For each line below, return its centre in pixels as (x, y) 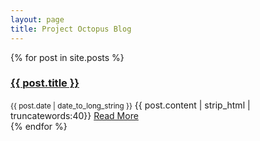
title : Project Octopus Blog (71, 29)
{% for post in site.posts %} (67, 57)
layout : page (37, 19)
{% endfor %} (39, 126)
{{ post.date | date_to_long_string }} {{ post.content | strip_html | (130, 105)
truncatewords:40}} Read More (74, 115)
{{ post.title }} (45, 83)
